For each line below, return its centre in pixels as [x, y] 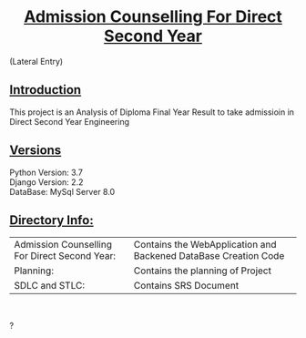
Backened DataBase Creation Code [209, 256]
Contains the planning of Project [202, 271]
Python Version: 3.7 [46, 172]
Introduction [46, 90]
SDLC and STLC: [50, 286]
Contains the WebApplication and [205, 245]
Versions [36, 151]
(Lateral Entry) [36, 61]
